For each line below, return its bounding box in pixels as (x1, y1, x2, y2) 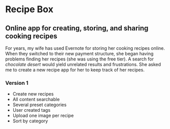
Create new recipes (12, 91, 54, 97)
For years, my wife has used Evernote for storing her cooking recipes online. (5, 45, 165, 51)
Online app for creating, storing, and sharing (5, 24, 149, 33)
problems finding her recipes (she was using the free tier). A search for (5, 56, 154, 62)
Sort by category (12, 118, 48, 124)
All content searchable (12, 96, 60, 103)
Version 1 (5, 79, 29, 86)
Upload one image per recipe (12, 113, 74, 119)
